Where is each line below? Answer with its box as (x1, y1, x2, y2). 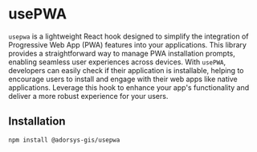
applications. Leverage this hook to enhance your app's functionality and (8, 82, 250, 92)
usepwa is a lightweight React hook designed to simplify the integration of (8, 31, 249, 41)
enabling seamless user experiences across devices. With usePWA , (8, 57, 226, 67)
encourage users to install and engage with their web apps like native (8, 74, 239, 84)
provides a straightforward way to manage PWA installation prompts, (8, 48, 235, 58)
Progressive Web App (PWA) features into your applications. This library (8, 39, 247, 49)
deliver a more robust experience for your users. (8, 91, 169, 101)
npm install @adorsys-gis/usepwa (8, 136, 120, 144)
